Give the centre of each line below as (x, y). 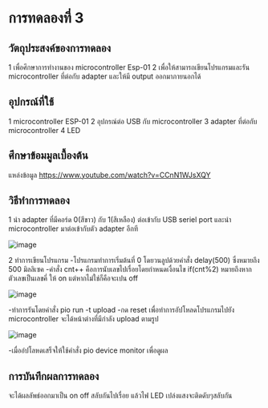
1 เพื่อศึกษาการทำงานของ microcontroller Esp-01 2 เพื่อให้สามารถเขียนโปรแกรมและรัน (129, 67)
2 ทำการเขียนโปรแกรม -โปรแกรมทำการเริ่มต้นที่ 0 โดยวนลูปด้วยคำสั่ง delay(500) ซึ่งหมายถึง (134, 261)
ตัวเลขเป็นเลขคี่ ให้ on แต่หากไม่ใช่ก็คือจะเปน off (73, 278)
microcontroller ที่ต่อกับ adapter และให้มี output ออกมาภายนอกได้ (105, 76)
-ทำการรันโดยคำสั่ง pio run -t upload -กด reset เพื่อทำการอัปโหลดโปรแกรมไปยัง (122, 310)
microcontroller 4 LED (45, 130)
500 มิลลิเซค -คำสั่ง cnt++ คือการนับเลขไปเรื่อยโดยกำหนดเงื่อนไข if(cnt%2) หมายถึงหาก (130, 269)
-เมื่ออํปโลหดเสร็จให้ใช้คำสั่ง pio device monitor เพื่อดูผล (88, 350)
